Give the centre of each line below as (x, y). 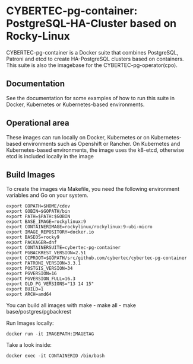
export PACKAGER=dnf (32, 242)
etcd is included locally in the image (50, 156)
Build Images (31, 175)
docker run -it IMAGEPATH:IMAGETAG (50, 334)
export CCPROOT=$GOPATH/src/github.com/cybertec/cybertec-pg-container (96, 258)
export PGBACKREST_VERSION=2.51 (46, 253)
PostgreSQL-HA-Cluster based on (91, 23)
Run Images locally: (30, 323)
